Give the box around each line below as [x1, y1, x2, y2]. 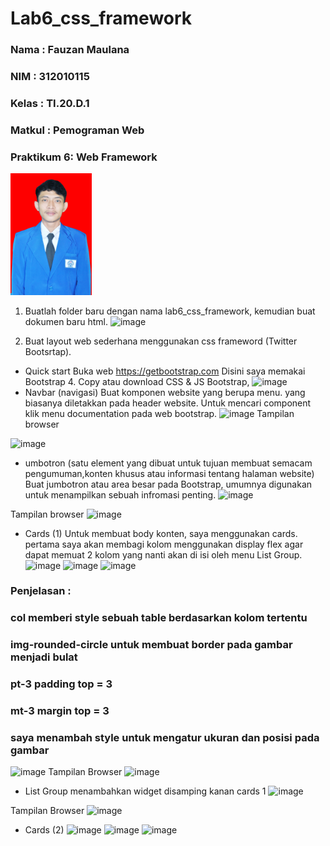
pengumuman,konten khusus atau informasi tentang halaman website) [24, 467, 315, 479]
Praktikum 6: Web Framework [10, 150, 158, 164]
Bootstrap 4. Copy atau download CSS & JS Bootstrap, [24, 375, 250, 387]
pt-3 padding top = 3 [10, 677, 113, 691]
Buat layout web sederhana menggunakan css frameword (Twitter [24, 335, 298, 347]
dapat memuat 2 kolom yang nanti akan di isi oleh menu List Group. [24, 548, 303, 561]
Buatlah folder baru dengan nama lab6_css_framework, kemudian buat [24, 305, 316, 317]
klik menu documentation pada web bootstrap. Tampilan [24, 407, 295, 419]
